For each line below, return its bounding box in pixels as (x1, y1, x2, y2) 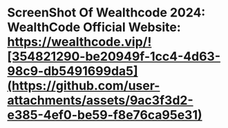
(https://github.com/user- (7, 78, 160, 94)
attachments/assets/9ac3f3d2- (7, 93, 193, 108)
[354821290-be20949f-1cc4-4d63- (7, 49, 221, 65)
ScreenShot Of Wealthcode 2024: (7, 5, 206, 21)
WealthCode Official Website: (7, 19, 181, 35)
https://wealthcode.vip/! (7, 34, 152, 50)
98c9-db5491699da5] (7, 63, 138, 79)
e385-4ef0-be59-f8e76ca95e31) (7, 107, 202, 123)
